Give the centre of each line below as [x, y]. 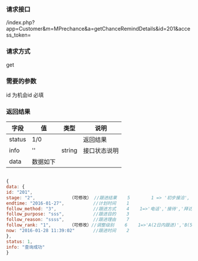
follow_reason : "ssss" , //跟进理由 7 [68, 220]
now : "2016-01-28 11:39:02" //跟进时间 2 [68, 231]
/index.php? [21, 22]
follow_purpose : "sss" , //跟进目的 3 [68, 214]
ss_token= [19, 35]
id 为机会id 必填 [25, 95]
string [69, 150]
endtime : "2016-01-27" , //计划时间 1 [68, 203]
